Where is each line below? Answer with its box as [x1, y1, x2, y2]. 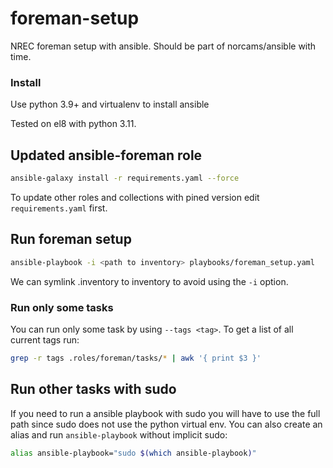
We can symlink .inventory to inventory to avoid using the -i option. [10, 275, 289, 287]
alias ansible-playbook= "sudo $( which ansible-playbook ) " [10, 448, 257, 458]
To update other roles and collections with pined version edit [10, 191, 260, 203]
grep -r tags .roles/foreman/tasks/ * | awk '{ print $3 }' [10, 353, 262, 363]
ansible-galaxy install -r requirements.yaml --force [10, 173, 240, 184]
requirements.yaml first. [10, 202, 108, 214]
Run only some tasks [10, 300, 114, 314]
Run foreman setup [10, 231, 132, 248]
